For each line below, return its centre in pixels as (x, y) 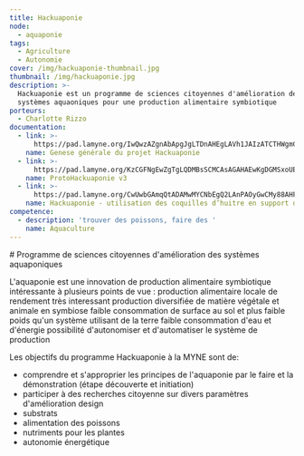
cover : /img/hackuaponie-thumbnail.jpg (85, 69)
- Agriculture (44, 52)
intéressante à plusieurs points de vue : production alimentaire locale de (143, 291)
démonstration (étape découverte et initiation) (108, 384)
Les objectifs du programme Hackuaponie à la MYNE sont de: (124, 357)
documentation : (38, 128)
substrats (40, 412)
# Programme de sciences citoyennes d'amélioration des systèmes (134, 254)
